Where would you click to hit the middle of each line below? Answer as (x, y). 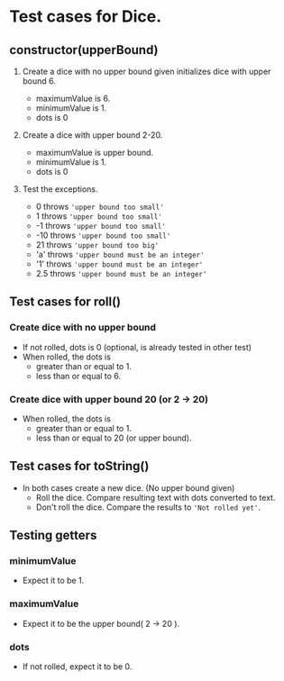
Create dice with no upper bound (82, 328)
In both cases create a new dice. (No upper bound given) (128, 487)
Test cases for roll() (65, 302)
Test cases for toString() (79, 466)
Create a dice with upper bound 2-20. (92, 135)
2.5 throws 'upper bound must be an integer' (121, 273)
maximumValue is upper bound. (95, 152)
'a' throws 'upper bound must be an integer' (120, 254)
